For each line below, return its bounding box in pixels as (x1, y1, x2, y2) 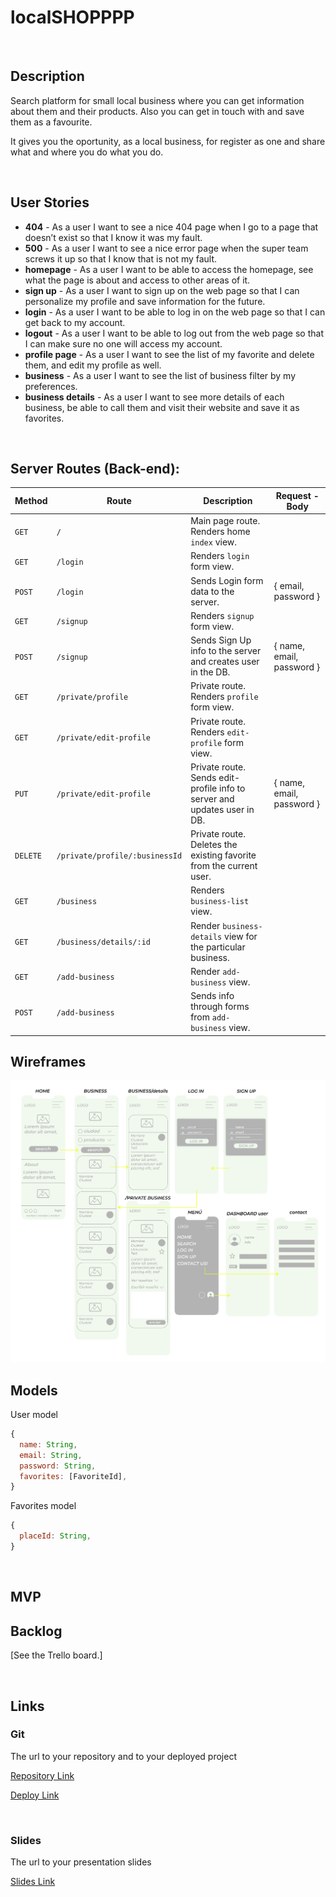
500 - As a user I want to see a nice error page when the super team (24, 242, 309, 254)
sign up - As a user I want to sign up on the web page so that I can (24, 284, 300, 296)
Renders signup (190, 609, 255, 621)
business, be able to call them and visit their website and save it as (24, 401, 300, 413)
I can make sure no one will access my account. (24, 337, 223, 350)
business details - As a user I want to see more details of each (24, 391, 285, 403)
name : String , (19, 1439, 78, 1450)
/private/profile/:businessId (56, 851, 183, 861)
